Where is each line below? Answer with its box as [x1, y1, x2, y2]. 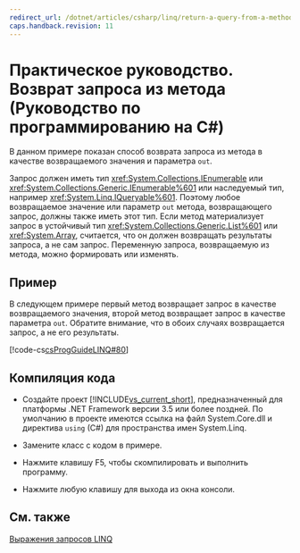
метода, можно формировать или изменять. [9, 249, 179, 260]
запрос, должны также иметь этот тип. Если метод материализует [9, 211, 264, 222]
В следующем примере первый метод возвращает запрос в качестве [9, 298, 277, 309]
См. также [9, 510, 71, 525]
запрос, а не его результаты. [9, 327, 120, 338]
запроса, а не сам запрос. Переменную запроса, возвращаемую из [9, 239, 270, 250]
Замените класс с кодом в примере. [21, 440, 162, 451]
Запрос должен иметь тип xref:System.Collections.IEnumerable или [9, 173, 263, 184]
